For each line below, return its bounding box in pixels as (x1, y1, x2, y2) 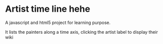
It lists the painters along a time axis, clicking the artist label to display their (5, 29, 159, 35)
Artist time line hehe (5, 3, 91, 15)
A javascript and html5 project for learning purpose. (5, 20, 110, 25)
